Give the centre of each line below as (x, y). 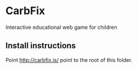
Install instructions (41, 46)
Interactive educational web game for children (61, 27)
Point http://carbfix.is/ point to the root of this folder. (69, 60)
